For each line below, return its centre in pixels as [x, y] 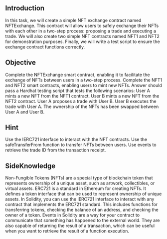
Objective [21, 63]
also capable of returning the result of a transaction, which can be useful [80, 226]
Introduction [25, 8]
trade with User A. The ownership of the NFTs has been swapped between [82, 106]
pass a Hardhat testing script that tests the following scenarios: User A [78, 90]
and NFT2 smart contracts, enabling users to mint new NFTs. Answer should [83, 85]
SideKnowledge [30, 166]
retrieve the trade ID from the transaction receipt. [56, 150]
